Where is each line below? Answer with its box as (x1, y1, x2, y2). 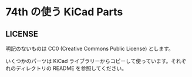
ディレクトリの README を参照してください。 (15, 65, 127, 72)
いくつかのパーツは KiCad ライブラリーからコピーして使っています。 (5, 58, 171, 64)
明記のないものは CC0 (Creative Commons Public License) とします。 (5, 45, 174, 52)
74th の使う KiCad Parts (5, 5, 123, 19)
